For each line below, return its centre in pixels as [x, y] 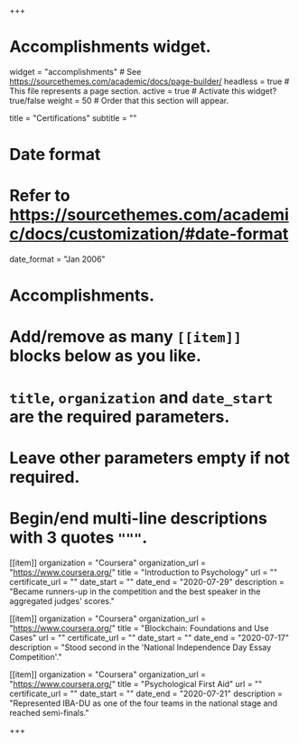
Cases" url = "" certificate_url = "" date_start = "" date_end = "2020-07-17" [149, 637]
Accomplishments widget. [110, 47]
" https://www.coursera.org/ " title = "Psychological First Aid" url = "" [136, 683]
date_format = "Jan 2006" [57, 259]
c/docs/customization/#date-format [149, 234]
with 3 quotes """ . [79, 537]
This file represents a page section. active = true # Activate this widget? [143, 90]
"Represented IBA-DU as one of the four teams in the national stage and [144, 703]
